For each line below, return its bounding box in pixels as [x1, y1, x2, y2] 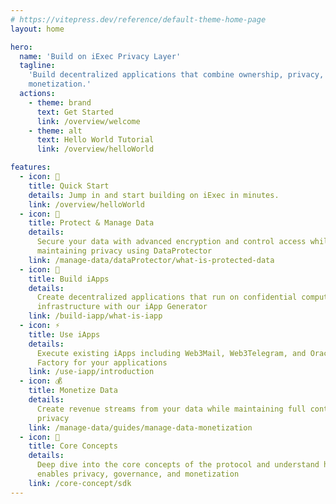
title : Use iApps [28, 329, 101, 340]
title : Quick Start [28, 181, 110, 191]
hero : [10, 42, 33, 52]
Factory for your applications [36, 357, 168, 368]
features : [10, 162, 52, 173]
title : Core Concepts [28, 441, 118, 451]
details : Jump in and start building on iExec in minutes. [28, 190, 280, 200]
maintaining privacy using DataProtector [36, 246, 213, 256]
